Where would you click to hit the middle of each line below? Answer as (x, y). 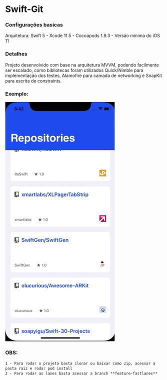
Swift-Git (24, 9)
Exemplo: (17, 93)
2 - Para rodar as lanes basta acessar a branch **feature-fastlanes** (81, 373)
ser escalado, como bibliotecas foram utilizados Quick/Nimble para (74, 70)
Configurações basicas (34, 25)
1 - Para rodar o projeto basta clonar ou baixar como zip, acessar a (80, 363)
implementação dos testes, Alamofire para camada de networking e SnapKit (84, 75)
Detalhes (16, 54)
